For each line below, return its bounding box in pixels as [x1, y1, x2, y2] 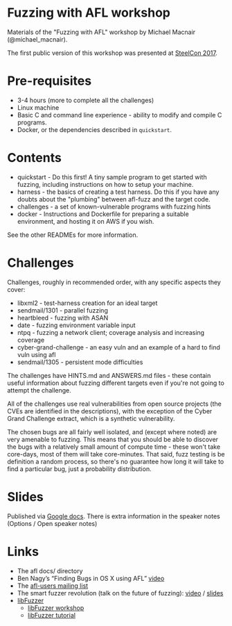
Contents [7, 150, 62, 166]
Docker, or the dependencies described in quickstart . [17, 125, 172, 133]
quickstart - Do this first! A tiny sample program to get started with [17, 172, 207, 181]
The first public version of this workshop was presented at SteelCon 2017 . [7, 49, 218, 57]
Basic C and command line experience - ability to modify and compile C [17, 110, 222, 119]
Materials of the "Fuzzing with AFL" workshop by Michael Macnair [7, 28, 196, 36]
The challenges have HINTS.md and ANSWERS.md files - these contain [7, 371, 211, 379]
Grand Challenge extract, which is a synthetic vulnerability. [7, 414, 175, 422]
